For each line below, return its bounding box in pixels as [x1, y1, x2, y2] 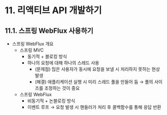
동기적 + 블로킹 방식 [27, 54, 67, 59]
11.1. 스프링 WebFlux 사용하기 [5, 26, 93, 35]
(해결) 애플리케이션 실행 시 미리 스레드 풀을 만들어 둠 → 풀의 [35, 79, 153, 85]
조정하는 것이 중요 [44, 85, 80, 91]
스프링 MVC [19, 47, 44, 53]
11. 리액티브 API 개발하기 [5, 5, 102, 16]
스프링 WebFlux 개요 [12, 41, 54, 47]
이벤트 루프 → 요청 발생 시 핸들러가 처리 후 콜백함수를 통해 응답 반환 [27, 104, 161, 110]
